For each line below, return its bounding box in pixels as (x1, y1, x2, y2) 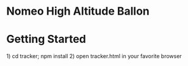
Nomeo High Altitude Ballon (6, 4, 150, 18)
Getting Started (6, 32, 87, 46)
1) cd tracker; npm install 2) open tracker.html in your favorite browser (6, 53, 182, 60)
